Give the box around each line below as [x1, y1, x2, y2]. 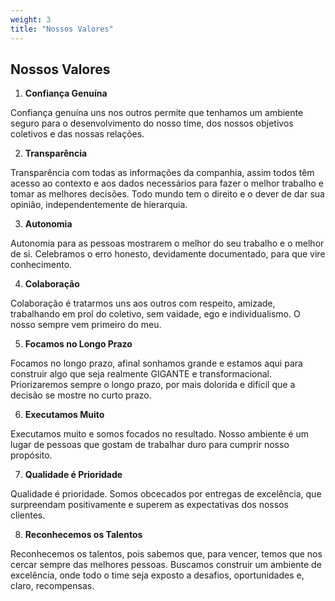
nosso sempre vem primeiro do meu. [10, 319, 162, 331]
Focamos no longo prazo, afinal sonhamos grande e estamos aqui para [10, 357, 303, 370]
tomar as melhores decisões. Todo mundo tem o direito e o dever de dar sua [10, 188, 325, 200]
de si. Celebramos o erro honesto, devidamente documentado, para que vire [10, 248, 326, 260]
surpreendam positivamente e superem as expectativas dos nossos [10, 499, 289, 511]
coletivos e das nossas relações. [10, 128, 145, 140]
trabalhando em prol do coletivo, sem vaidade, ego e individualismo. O [10, 308, 301, 320]
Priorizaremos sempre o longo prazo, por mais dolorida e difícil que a [10, 379, 296, 391]
